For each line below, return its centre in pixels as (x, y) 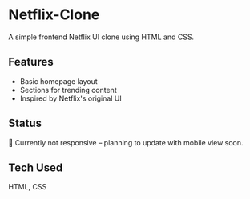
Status (25, 123)
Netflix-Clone (54, 15)
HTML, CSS (28, 187)
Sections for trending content (69, 90)
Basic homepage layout (58, 81)
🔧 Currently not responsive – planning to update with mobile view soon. (126, 142)
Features (31, 62)
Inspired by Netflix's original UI (71, 98)
